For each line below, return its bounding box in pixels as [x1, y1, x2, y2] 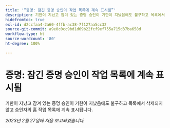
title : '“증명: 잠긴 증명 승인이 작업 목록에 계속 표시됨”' [5, 7, 116, 13]
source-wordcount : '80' [5, 36, 56, 42]
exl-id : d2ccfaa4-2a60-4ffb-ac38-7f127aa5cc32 [5, 22, 107, 27]
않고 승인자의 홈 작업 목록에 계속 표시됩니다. [5, 106, 93, 113]
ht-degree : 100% [5, 41, 40, 46]
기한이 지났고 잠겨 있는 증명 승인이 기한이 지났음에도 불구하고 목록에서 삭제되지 [5, 100, 163, 106]
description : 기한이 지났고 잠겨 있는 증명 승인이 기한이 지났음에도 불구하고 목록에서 [5, 12, 165, 17]
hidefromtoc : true [5, 17, 45, 22]
